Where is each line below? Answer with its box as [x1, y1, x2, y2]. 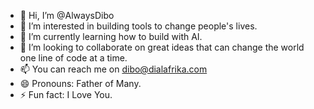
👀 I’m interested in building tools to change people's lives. [19, 20, 258, 32]
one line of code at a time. [19, 52, 128, 64]
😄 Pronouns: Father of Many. [19, 78, 142, 89]
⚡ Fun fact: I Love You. [19, 89, 113, 100]
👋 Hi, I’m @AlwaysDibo [19, 10, 115, 21]
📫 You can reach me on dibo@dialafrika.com [19, 63, 208, 75]
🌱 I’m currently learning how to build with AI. [19, 31, 203, 42]
